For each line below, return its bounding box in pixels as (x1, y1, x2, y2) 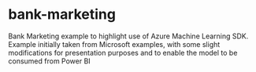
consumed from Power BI (8, 56, 91, 66)
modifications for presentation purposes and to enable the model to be (8, 48, 238, 57)
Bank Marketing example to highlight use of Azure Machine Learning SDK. (8, 31, 249, 41)
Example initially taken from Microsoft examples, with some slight (8, 39, 221, 49)
